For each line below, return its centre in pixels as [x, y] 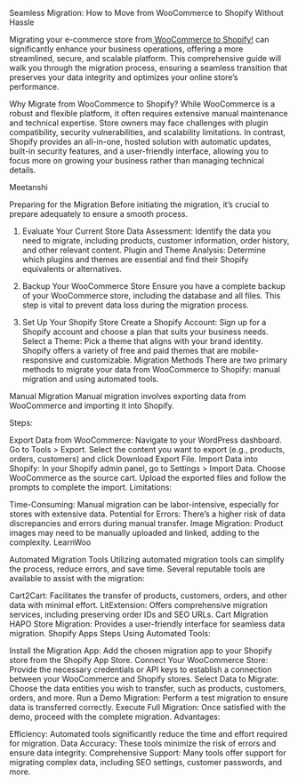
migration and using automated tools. [90, 379]
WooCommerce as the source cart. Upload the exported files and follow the [148, 478]
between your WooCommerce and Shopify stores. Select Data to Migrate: [144, 679]
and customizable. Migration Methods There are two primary [176, 360]
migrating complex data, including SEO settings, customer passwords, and [146, 762]
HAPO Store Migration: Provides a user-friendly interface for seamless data [147, 624]
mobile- [245, 351]
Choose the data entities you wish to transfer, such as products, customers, [148, 688]
